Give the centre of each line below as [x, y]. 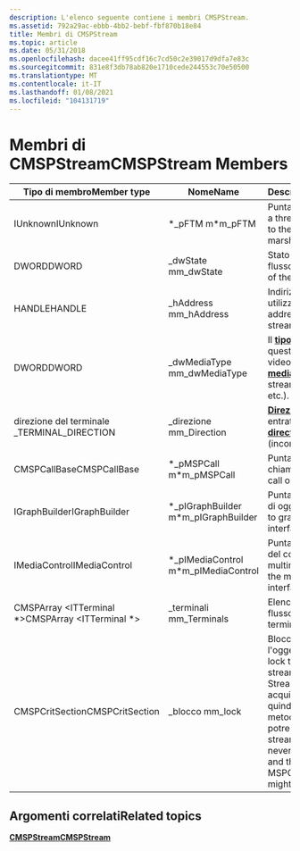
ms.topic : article [43, 42]
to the [279, 229]
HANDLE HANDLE [50, 309]
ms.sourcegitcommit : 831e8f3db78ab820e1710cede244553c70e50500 [129, 68]
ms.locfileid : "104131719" [59, 100]
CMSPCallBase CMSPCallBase [77, 470]
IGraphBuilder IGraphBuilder [71, 512]
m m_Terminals [199, 619]
